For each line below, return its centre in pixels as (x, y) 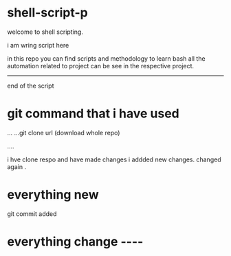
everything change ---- (75, 242)
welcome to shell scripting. (45, 32)
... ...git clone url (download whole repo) (64, 132)
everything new (53, 195)
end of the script (31, 86)
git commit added (32, 214)
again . (16, 166)
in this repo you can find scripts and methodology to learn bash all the (106, 58)
